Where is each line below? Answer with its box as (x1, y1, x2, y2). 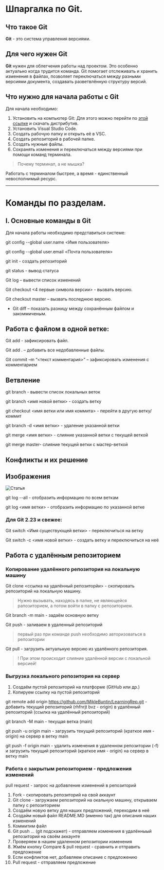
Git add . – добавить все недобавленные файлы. (5, 347, 105, 353)
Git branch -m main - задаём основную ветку (5, 612, 99, 618)
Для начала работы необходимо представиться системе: (5, 230, 126, 236)
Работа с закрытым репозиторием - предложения (5, 765, 132, 772)
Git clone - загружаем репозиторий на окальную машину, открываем (12, 797, 157, 803)
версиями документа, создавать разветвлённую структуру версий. (5, 78, 147, 84)
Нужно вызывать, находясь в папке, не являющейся (17, 598, 127, 604)
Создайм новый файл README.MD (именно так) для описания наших (12, 813, 157, 819)
